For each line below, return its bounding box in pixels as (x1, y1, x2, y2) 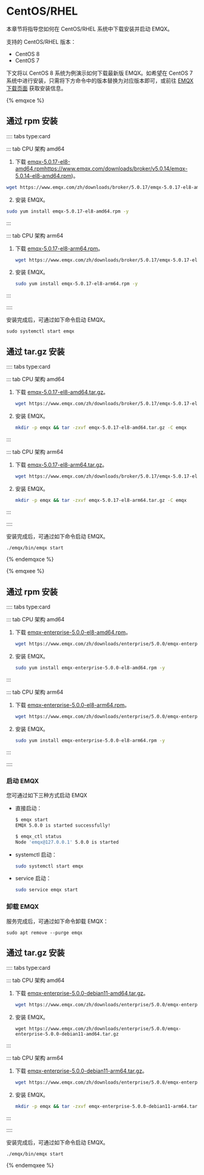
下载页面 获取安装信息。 (6, 84, 67, 92)
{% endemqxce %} (6, 556, 54, 563)
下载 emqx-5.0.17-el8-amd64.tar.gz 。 (15, 389, 109, 396)
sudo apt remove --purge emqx (6, 930, 83, 936)
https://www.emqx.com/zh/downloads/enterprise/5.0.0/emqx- (29, 1026, 182, 1032)
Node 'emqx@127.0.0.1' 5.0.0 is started (15, 839, 119, 845)
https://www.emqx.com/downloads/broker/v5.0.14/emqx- (44, 164, 188, 172)
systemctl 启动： (15, 851, 58, 858)
